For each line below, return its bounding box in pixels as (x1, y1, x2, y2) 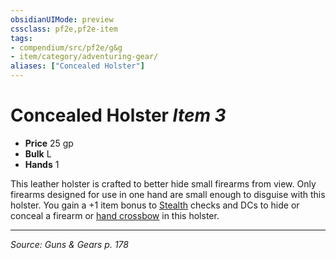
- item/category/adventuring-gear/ (10, 52, 159, 62)
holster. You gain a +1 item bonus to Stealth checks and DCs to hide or (10, 199, 300, 211)
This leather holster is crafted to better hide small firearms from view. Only (10, 177, 317, 190)
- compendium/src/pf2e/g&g (10, 42, 123, 53)
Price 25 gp (24, 137, 74, 149)
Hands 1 (24, 158, 60, 170)
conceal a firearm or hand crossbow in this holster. (10, 209, 220, 221)
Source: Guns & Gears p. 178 (10, 238, 129, 250)
